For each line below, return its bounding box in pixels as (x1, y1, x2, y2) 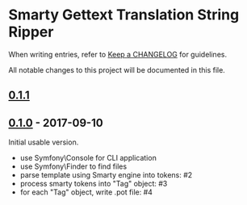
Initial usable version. (8, 137, 79, 147)
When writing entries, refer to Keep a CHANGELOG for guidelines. (8, 49, 228, 59)
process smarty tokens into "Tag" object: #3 (19, 179, 168, 189)
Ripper (8, 23, 54, 41)
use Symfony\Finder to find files (19, 161, 128, 171)
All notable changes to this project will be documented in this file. (8, 65, 226, 74)
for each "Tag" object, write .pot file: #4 (19, 187, 153, 197)
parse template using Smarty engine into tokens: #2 (19, 170, 193, 180)
